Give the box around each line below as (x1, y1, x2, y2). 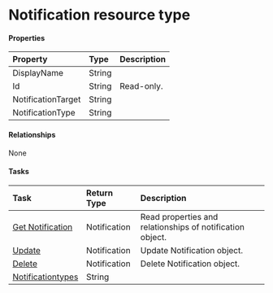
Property (12, 54, 48, 65)
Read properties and (140, 211, 219, 222)
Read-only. (119, 81, 163, 92)
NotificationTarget (12, 94, 81, 105)
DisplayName (12, 68, 63, 79)
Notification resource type (8, 6, 191, 24)
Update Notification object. (140, 244, 244, 256)
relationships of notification (140, 221, 245, 233)
